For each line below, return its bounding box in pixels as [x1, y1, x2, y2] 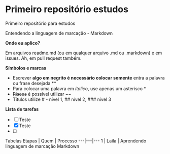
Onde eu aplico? [5, 40, 41, 46]
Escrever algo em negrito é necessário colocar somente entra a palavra [12, 74, 165, 81]
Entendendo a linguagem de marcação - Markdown [5, 30, 113, 36]
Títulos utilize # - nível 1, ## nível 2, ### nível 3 [12, 96, 112, 102]
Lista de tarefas [5, 106, 39, 112]
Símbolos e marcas [5, 65, 47, 71]
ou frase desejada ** [12, 80, 57, 86]
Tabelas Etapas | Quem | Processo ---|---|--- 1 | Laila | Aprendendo [5, 138, 147, 144]
